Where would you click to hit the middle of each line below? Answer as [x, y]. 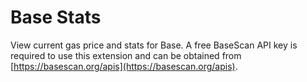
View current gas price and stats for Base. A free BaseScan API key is [154, 45]
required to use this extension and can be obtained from [126, 55]
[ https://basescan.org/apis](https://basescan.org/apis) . [124, 66]
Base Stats [56, 17]
